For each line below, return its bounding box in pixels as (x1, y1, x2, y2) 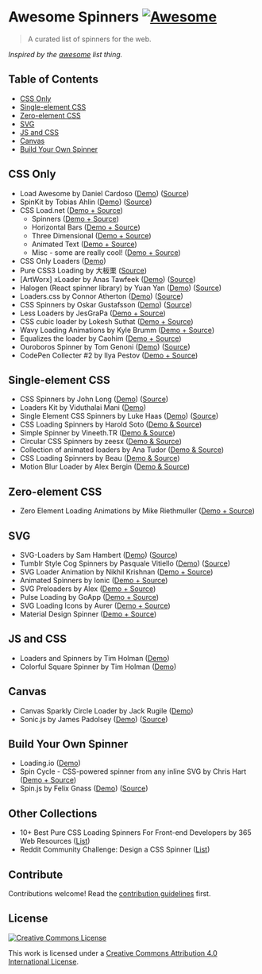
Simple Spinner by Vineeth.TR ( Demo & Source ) (19, 428, 176, 438)
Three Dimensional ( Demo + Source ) (31, 230, 152, 240)
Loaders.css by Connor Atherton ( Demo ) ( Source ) (19, 291, 184, 301)
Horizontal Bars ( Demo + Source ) (31, 222, 141, 232)
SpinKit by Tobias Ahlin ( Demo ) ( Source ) (19, 197, 152, 207)
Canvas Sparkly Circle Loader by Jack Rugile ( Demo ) (19, 705, 194, 715)
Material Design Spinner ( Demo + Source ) (19, 609, 157, 619)
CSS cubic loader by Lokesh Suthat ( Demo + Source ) (19, 316, 194, 326)
